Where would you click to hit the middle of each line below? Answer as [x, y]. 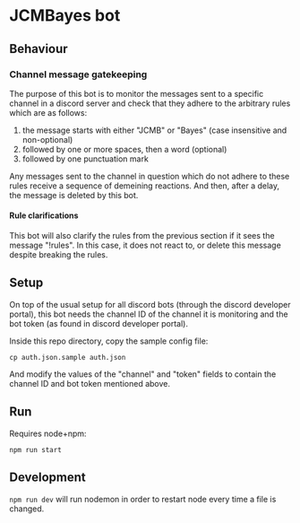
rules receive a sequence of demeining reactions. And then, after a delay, [145, 186]
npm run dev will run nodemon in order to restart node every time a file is [143, 499]
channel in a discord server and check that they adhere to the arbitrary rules [150, 103]
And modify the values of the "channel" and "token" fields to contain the [143, 374]
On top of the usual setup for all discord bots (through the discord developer [150, 304]
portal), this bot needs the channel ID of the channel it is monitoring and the [149, 314]
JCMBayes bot [65, 16]
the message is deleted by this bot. [74, 195]
